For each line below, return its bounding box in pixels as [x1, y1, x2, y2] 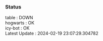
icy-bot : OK [5, 25, 30, 31]
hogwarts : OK [5, 20, 35, 26]
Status [5, 3, 21, 10]
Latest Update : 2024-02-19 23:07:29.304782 [5, 31, 99, 37]
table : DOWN [5, 15, 33, 21]
